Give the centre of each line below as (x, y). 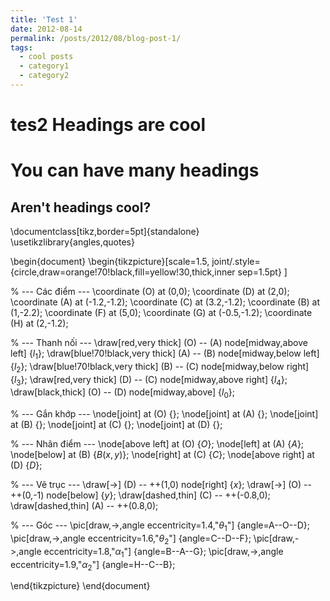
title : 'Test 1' (44, 19)
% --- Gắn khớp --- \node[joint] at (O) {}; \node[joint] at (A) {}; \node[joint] (164, 414)
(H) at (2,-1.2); (39, 323)
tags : (21, 47)
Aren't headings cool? (81, 207)
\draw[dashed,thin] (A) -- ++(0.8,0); (84, 506)
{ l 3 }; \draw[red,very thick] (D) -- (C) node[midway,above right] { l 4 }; (149, 380)
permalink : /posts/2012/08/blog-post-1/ (96, 38)
